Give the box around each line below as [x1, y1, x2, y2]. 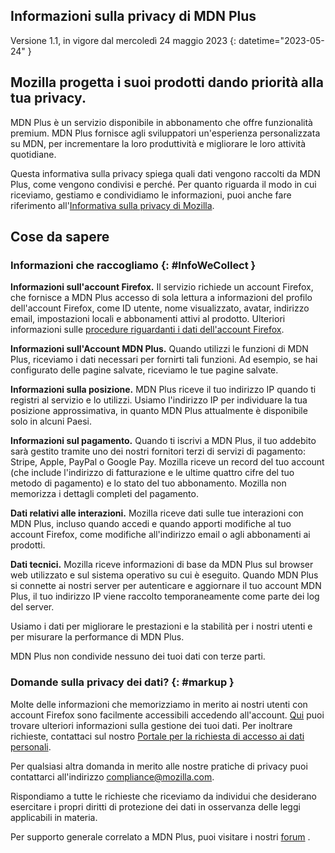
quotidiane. [10, 148, 57, 160]
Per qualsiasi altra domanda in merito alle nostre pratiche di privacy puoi [10, 760, 308, 772]
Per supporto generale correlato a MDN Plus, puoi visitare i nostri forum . [10, 830, 311, 843]
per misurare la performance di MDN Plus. [10, 631, 185, 643]
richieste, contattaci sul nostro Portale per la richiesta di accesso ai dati [10, 730, 305, 742]
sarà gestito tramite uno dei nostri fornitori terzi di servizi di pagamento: [10, 445, 307, 458]
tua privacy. [10, 90, 87, 107]
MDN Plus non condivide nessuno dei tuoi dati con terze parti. [10, 650, 266, 663]
